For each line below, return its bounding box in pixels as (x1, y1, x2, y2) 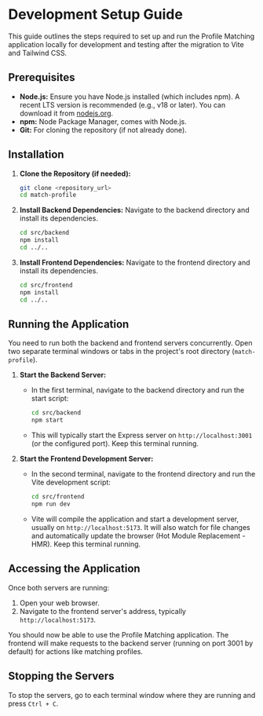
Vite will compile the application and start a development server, (31, 514, 239, 524)
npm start (31, 416, 64, 425)
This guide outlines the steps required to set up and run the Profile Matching (8, 31, 255, 41)
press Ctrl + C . (8, 699, 59, 708)
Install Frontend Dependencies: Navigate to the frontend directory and (19, 258, 250, 267)
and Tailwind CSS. (8, 48, 68, 57)
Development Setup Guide (8, 5, 183, 24)
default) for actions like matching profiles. (8, 646, 144, 656)
